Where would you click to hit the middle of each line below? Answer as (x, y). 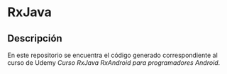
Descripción (35, 38)
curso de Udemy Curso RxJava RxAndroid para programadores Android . (114, 63)
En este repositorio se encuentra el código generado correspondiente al (112, 55)
